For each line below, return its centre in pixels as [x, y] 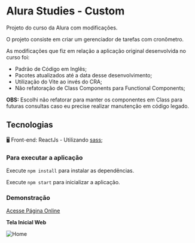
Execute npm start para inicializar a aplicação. [63, 182]
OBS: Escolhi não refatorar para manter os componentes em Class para [94, 100]
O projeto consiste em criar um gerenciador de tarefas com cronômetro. [95, 39]
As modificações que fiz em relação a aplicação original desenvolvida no [96, 51]
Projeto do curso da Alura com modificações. [62, 28]
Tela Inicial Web [26, 223]
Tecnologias [30, 125]
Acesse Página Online [33, 211]
